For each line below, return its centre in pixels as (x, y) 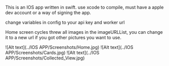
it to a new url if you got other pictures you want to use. (63, 38)
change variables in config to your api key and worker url (65, 22)
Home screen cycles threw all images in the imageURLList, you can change (84, 32)
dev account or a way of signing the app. (48, 13)
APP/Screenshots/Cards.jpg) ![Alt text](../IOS (52, 53)
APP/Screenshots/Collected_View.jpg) (45, 58)
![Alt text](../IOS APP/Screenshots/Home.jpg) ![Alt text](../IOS (69, 47)
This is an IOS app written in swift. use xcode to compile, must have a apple (84, 7)
